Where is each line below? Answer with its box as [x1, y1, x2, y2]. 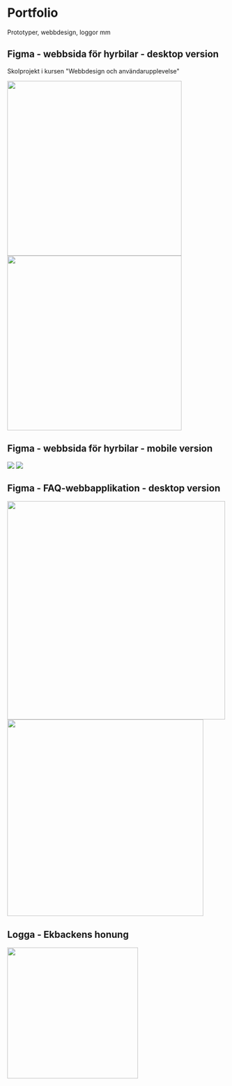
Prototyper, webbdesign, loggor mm [7, 28, 111, 36]
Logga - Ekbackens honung [7, 928, 129, 941]
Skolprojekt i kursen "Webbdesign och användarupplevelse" [7, 66, 180, 75]
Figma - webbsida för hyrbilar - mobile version [7, 442, 213, 455]
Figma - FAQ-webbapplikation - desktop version [7, 482, 221, 494]
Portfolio [7, 5, 59, 21]
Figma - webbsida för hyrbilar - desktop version [7, 48, 219, 60]
